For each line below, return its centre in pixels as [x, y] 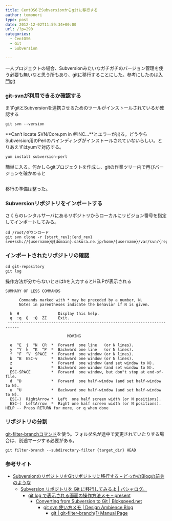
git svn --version [25, 124]
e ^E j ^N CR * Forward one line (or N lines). [72, 345]
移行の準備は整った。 [28, 189]
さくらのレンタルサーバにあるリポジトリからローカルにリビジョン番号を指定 [86, 215]
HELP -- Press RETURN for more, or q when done [57, 408]
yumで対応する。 [46, 147]
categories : [18, 34]
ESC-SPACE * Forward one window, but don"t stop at [78, 372]
